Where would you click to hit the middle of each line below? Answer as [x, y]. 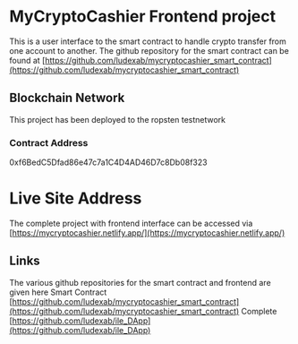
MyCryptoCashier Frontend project [142, 17]
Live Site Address [76, 198]
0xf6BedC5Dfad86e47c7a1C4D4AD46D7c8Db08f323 [108, 162]
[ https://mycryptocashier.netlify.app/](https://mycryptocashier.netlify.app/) [147, 232]
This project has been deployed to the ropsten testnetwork [118, 119]
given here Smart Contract [58, 292]
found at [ [27, 60]
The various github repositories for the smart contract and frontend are [140, 282]
